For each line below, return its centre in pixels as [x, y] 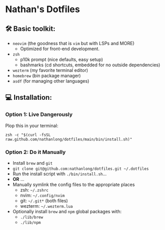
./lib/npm [31, 222]
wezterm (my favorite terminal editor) [50, 70]
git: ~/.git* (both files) [44, 201]
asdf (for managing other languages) [51, 81]
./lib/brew [32, 217]
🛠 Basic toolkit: [30, 29]
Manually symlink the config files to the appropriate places [74, 184]
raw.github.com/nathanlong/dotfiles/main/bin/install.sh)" [69, 139]
